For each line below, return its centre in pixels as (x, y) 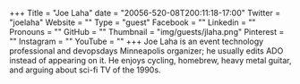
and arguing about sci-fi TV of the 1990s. (85, 70)
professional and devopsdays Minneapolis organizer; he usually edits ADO (146, 51)
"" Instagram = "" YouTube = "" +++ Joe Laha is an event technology (137, 41)
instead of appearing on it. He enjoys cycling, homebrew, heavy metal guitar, (150, 60)
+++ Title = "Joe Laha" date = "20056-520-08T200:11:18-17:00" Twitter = (145, 13)
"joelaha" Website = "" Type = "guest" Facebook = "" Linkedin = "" (133, 22)
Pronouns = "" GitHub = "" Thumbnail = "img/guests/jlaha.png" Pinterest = (147, 32)
